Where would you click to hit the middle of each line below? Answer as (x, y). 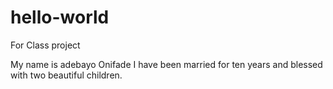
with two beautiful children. (66, 75)
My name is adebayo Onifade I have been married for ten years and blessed (166, 64)
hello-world (60, 17)
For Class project (45, 45)
